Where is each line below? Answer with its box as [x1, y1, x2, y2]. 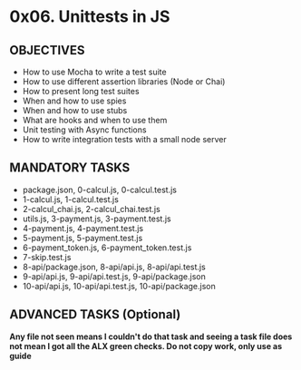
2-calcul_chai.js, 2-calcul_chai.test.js [22, 203, 160, 214]
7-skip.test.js [22, 251, 72, 262]
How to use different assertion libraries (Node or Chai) [22, 76, 226, 87]
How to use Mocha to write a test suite [22, 66, 167, 77]
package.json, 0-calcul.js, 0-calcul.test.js [22, 184, 177, 195]
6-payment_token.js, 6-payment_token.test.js [22, 242, 192, 253]
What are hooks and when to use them [22, 115, 168, 125]
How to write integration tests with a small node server [22, 134, 227, 144]
